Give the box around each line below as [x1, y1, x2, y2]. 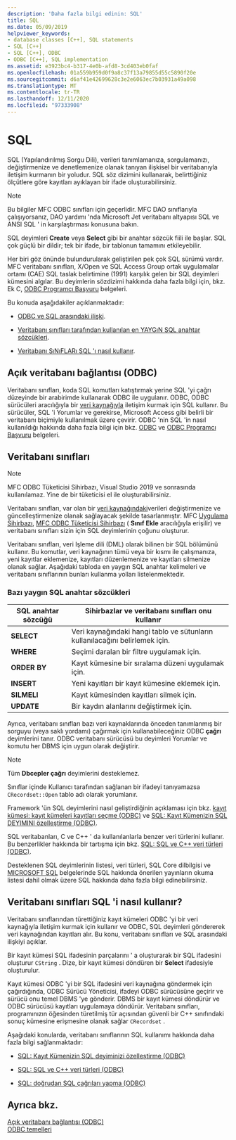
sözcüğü [22, 615, 53, 625]
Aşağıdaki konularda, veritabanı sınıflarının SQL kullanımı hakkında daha [7, 1030, 215, 1039]
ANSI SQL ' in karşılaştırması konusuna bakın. [7, 219, 139, 229]
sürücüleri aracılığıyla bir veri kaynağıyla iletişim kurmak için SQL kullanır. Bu [7, 400, 228, 409]
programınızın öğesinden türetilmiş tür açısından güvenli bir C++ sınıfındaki [7, 1009, 225, 1018]
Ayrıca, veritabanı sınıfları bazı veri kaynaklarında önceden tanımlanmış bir [7, 719, 222, 728]
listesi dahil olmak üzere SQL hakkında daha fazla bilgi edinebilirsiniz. [7, 876, 207, 884]
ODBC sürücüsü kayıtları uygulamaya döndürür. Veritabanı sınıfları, [7, 1001, 200, 1010]
